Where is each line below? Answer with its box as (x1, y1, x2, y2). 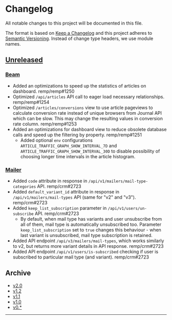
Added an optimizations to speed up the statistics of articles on (12, 82, 146, 89)
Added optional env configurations (20, 137, 93, 143)
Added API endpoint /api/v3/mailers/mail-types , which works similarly (12, 238, 164, 244)
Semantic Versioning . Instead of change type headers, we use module (5, 35, 154, 41)
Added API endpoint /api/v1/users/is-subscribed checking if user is (12, 248, 159, 254)
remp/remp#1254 (12, 99, 50, 105)
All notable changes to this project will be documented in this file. (5, 20, 143, 26)
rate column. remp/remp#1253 (12, 121, 77, 127)
